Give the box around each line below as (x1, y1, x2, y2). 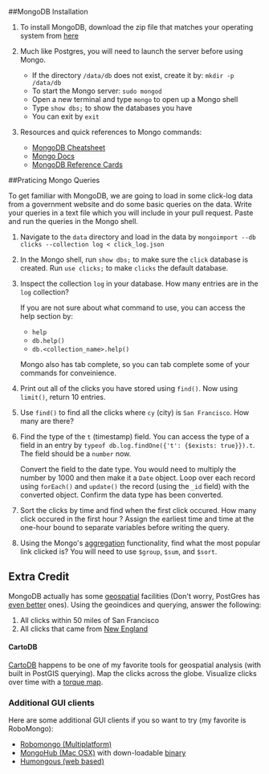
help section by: (19, 312, 74, 320)
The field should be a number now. (19, 449, 132, 458)
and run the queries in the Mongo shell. (8, 217, 139, 226)
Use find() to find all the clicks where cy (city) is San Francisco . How (19, 408, 250, 417)
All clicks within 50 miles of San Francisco (19, 615, 159, 625)
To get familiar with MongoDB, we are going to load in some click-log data (8, 191, 253, 200)
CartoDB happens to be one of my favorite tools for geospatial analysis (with (8, 660, 262, 670)
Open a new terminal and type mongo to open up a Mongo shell (31, 95, 238, 104)
